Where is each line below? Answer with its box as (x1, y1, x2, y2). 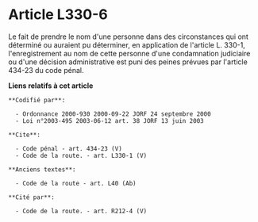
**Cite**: (8, 131, 41, 139)
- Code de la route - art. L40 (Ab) (15, 179, 137, 187)
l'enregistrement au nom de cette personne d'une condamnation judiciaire (8, 48, 251, 58)
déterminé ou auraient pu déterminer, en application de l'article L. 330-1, (8, 40, 246, 49)
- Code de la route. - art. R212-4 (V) (15, 207, 148, 215)
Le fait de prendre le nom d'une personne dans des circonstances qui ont (8, 32, 248, 41)
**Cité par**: (8, 193, 56, 201)
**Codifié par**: (8, 96, 66, 104)
